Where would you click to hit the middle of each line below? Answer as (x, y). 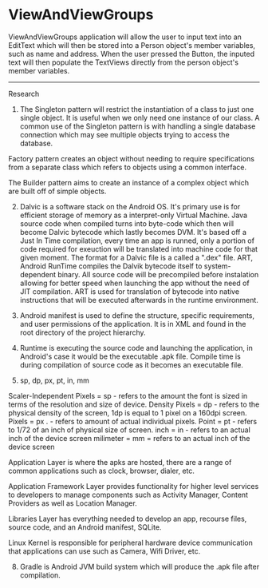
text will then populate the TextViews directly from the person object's (124, 62)
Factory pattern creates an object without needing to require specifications (132, 158)
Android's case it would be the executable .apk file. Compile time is (130, 356)
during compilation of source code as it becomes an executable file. (131, 364)
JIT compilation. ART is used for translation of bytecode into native (130, 291)
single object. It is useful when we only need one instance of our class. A (140, 117)
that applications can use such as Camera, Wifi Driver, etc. (104, 551)
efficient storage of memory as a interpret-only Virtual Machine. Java (134, 215)
